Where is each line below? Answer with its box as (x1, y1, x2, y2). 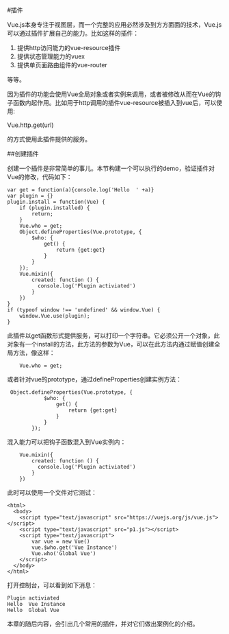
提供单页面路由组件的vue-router (16, 61, 108, 69)
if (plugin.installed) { (19, 204, 90, 211)
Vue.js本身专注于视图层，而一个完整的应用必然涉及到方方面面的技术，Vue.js (7, 21, 222, 29)
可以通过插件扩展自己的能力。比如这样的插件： (7, 30, 139, 37)
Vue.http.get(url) (7, 121, 54, 129)
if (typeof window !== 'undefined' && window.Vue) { (7, 307, 161, 314)
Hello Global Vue (7, 607, 59, 613)
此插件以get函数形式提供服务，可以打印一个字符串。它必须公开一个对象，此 (7, 331, 220, 340)
